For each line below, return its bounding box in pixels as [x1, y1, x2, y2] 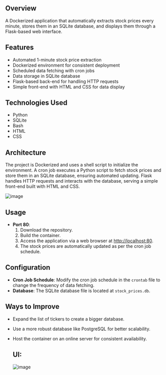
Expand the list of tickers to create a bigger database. [12, 315, 125, 322]
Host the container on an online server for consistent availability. [12, 335, 147, 341]
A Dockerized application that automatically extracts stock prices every [5, 17, 154, 23]
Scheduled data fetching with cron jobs [12, 67, 95, 73]
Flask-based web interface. [5, 28, 62, 35]
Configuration [5, 263, 51, 272]
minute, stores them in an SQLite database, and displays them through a [5, 23, 156, 29]
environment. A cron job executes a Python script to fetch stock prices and [5, 167, 161, 174]
